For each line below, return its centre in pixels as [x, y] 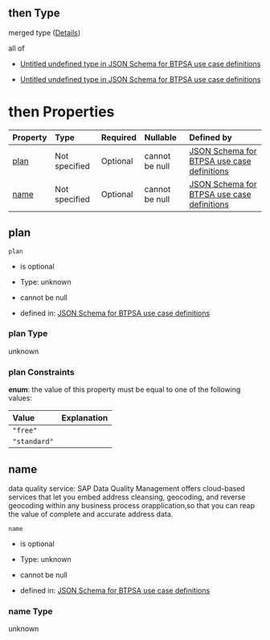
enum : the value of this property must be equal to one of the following [125, 390]
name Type [31, 611]
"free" [25, 431]
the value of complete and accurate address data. [91, 514]
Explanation [85, 418]
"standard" [33, 442]
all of [17, 48]
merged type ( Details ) [45, 32]
